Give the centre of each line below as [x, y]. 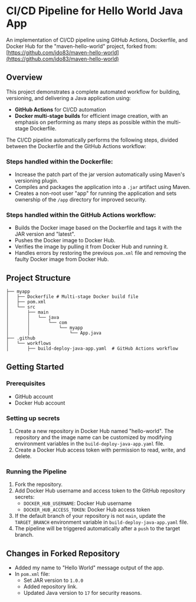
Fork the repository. [39, 485]
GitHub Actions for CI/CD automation [60, 109]
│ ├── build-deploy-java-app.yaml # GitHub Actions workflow [92, 349]
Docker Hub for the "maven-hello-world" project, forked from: [81, 46]
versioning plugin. [36, 181]
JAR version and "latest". [45, 234]
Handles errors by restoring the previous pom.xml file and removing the [100, 253]
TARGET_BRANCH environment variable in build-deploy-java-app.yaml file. [102, 522]
